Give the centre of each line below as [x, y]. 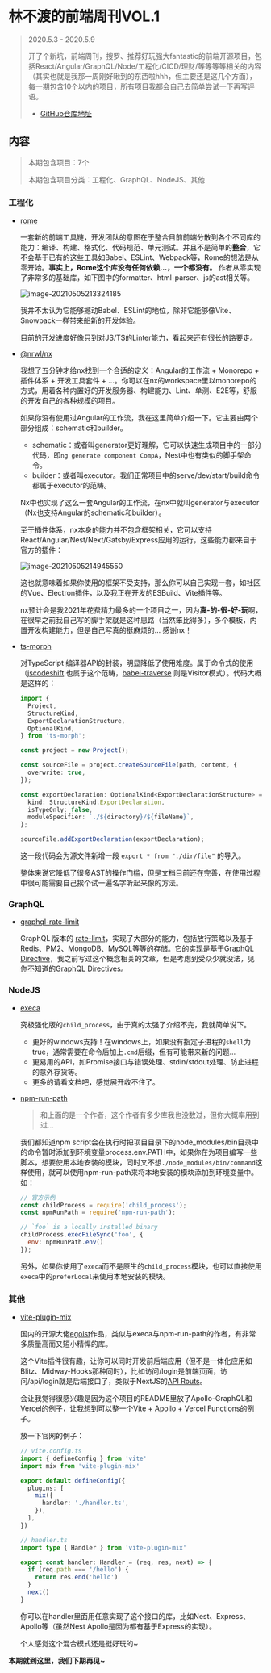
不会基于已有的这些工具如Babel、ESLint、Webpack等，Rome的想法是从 [140, 257]
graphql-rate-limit [49, 922]
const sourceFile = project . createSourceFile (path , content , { [129, 765]
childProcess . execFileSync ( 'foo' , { [81, 1235]
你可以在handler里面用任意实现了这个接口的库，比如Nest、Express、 [135, 1616]
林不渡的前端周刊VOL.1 [84, 17]
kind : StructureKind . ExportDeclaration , [96, 802]
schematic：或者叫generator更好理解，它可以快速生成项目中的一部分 [147, 445]
